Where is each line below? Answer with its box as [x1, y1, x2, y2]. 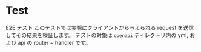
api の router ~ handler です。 [17, 39, 91, 46]
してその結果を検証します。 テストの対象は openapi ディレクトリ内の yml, [5, 31, 189, 39]
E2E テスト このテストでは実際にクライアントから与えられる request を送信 [5, 24, 194, 31]
